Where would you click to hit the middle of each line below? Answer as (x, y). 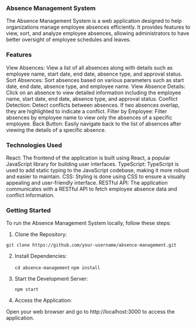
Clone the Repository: (41, 234)
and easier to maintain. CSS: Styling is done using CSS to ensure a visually (96, 176)
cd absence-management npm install (57, 268)
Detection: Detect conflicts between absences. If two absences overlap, (93, 105)
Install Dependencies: (41, 256)
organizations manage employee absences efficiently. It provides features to (98, 27)
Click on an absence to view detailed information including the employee (94, 93)
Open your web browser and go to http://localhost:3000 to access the (90, 312)
